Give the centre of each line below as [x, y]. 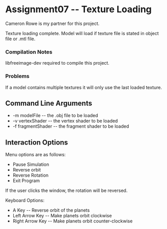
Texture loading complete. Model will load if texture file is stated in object [82, 33]
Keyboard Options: [25, 201]
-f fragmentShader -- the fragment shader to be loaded [71, 126]
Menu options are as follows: [36, 155]
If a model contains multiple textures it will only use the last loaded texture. [83, 87]
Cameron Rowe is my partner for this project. [52, 23]
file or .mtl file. [20, 39]
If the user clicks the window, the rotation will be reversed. [66, 191]
